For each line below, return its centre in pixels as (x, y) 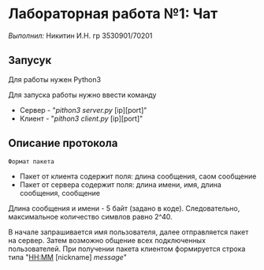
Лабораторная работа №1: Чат (113, 14)
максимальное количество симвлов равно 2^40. (91, 216)
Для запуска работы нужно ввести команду (82, 95)
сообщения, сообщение (60, 193)
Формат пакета (32, 161)
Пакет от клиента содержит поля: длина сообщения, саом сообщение (138, 176)
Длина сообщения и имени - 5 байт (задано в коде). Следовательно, (124, 208)
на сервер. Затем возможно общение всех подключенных (107, 240)
